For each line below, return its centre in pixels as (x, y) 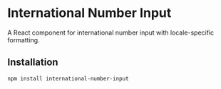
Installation (33, 63)
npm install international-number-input (68, 78)
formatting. (24, 40)
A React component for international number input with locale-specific (111, 32)
